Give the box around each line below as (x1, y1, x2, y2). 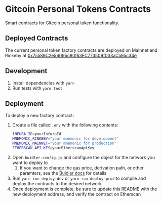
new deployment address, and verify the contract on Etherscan (12, 191, 141, 197)
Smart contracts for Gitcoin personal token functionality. (5, 20, 120, 26)
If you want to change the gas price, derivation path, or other (19, 164, 144, 171)
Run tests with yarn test (12, 85, 63, 91)
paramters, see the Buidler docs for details (19, 170, 107, 176)
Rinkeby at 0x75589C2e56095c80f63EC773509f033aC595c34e (5, 52, 137, 58)
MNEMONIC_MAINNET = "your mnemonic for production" (12, 141, 117, 146)
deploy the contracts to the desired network (12, 180, 102, 186)
